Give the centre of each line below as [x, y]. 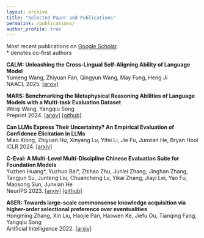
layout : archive [27, 12]
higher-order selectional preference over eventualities [77, 209]
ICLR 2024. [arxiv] [29, 146]
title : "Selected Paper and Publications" [61, 18]
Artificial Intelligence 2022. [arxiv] [49, 229]
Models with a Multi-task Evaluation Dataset [64, 103]
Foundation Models [31, 165]
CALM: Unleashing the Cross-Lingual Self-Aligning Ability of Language [98, 65]
